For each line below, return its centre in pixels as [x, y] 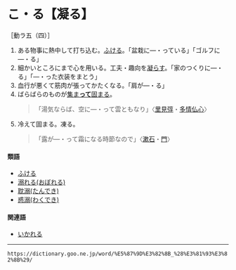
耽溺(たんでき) [38, 191]
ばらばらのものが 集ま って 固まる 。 [67, 94]
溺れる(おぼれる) [41, 182]
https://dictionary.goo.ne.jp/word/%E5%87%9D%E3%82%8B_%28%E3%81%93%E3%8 [118, 254]
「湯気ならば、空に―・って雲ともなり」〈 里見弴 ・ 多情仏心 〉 [123, 109]
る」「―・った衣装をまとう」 [59, 76]
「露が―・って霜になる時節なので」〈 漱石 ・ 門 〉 [104, 139]
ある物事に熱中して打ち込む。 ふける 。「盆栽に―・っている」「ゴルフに [119, 50]
